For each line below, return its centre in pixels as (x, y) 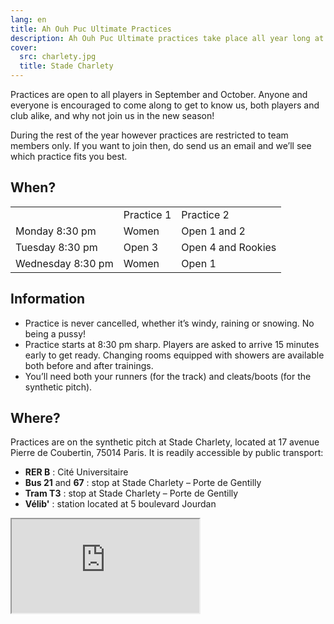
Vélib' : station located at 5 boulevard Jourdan (120, 504)
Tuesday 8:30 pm (56, 247)
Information (48, 299)
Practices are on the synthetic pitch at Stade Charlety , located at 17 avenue (165, 442)
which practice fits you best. (69, 156)
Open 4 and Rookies (229, 247)
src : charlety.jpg (58, 57)
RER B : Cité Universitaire (76, 472)
